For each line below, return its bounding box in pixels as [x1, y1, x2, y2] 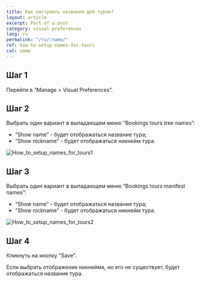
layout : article [6, 14, 47, 20]
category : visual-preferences [6, 25, 82, 32]
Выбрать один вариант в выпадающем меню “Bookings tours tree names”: [6, 120, 196, 127]
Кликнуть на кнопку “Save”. [6, 252, 77, 259]
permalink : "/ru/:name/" [6, 37, 68, 43]
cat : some [6, 48, 31, 54]
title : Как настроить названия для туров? [6, 8, 114, 15]
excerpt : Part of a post [6, 20, 68, 26]
